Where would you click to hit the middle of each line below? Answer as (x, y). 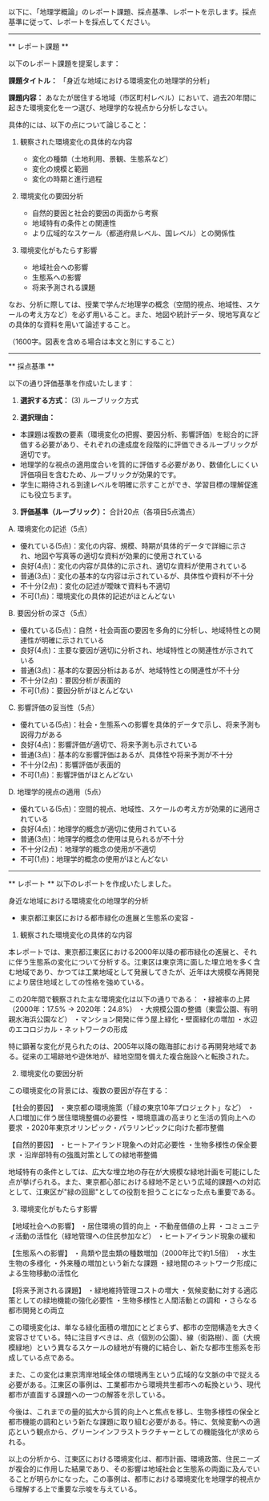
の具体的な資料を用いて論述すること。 (71, 324)
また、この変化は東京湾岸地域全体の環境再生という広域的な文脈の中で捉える (134, 1375)
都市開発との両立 (36, 1310)
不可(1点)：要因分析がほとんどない (76, 690)
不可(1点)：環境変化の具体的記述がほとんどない (98, 596)
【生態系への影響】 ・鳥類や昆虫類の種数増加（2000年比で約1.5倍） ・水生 (132, 1253)
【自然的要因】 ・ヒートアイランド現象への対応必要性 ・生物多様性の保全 (129, 1144)
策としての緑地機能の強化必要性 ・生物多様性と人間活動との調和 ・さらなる (133, 1300)
